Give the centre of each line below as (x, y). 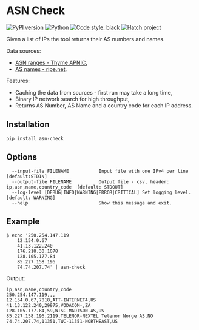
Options (22, 157)
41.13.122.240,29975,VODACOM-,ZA (49, 306)
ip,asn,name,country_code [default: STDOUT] (65, 187)
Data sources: (24, 51)
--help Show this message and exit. (92, 203)
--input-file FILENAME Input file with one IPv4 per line (100, 171)
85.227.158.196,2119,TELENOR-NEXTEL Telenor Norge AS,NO (80, 316)
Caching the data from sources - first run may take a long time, (94, 92)
